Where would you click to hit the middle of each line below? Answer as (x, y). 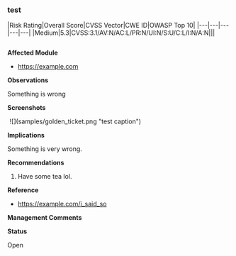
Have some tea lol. (45, 177)
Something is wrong (36, 94)
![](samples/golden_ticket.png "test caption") (75, 121)
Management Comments (45, 218)
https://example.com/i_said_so (62, 204)
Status (17, 231)
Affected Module (33, 53)
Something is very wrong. (45, 149)
